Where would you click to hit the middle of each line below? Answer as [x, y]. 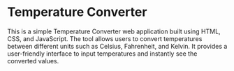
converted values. [33, 61]
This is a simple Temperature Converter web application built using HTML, [114, 31]
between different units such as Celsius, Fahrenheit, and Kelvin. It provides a [117, 46]
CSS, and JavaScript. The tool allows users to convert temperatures [105, 38]
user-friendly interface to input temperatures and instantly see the [102, 54]
